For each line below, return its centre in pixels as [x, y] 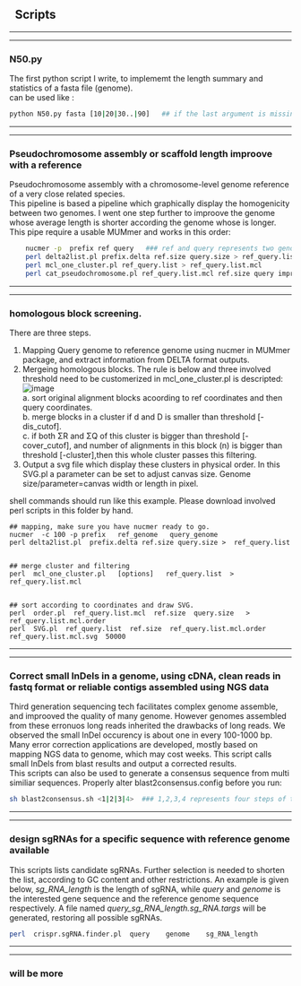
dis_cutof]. [42, 427]
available [30, 851]
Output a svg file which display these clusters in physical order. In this [151, 464]
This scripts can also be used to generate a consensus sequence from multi [149, 774]
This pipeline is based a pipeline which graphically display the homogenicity [150, 203]
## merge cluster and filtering [69, 567]
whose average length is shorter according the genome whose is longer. [143, 222]
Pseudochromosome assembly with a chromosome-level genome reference [149, 185]
